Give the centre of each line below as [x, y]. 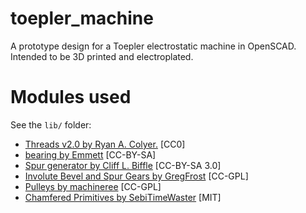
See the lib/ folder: [51, 124]
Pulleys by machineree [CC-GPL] [93, 186]
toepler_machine [82, 18]
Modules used [71, 97]
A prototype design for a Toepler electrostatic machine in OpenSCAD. [153, 46]
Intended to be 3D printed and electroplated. [102, 56]
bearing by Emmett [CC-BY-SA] [90, 154]
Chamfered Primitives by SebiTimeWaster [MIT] [123, 197]
